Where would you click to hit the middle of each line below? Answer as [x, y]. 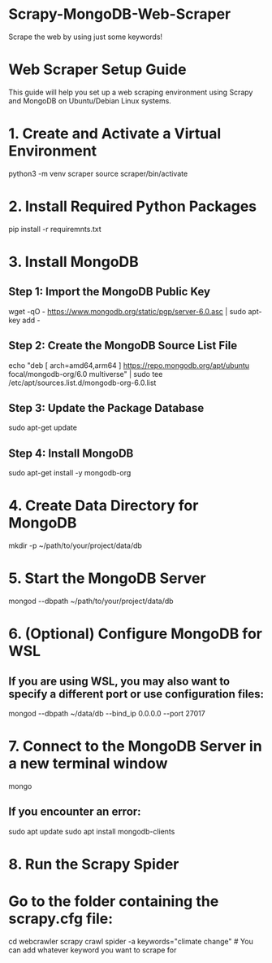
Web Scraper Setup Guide [97, 70]
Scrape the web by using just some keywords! [86, 37]
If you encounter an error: [75, 812]
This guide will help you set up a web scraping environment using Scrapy [131, 92]
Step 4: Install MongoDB [71, 453]
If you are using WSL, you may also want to [119, 681]
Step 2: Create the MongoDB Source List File [123, 346]
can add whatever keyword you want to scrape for [93, 950]
